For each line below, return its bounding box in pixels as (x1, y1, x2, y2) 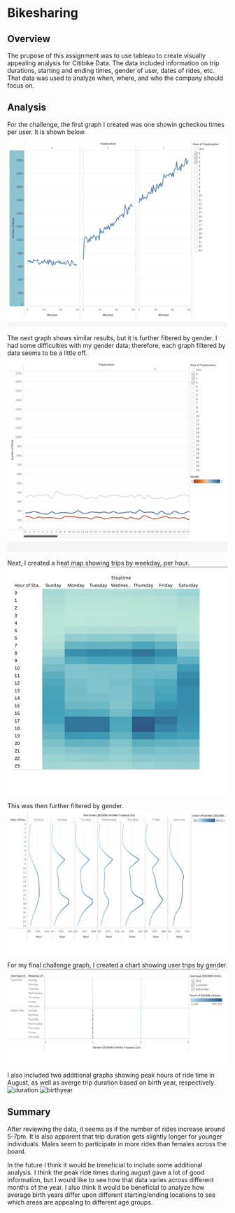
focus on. (7, 81, 35, 89)
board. (7, 1147, 27, 1155)
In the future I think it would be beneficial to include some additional (7, 1160, 203, 1169)
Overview (7, 33, 51, 45)
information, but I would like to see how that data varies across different (7, 1175, 215, 1184)
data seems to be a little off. (7, 349, 87, 357)
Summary (7, 1106, 51, 1118)
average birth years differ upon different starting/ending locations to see (7, 1191, 216, 1199)
